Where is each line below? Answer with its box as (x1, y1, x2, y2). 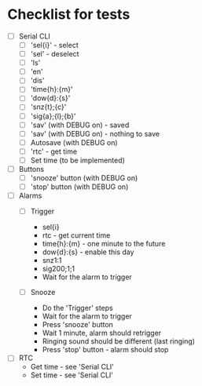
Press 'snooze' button (42, 320, 113, 330)
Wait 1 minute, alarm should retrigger (42, 328, 162, 338)
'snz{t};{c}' (30, 102, 67, 111)
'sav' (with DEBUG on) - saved (30, 120, 130, 129)
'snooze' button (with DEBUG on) (30, 173, 138, 182)
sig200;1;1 (42, 264, 75, 274)
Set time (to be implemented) (30, 155, 125, 165)
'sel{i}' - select (30, 41, 79, 49)
